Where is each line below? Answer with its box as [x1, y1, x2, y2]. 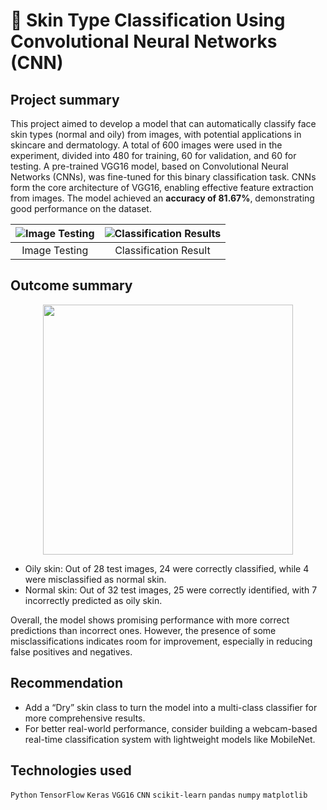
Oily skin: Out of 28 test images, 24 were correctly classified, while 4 [24, 562, 310, 574]
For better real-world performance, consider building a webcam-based [24, 722, 318, 734]
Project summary [10, 91, 120, 108]
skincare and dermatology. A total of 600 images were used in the [10, 139, 283, 151]
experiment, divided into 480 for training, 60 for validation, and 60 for [10, 150, 297, 161]
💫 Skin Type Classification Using [10, 9, 286, 32]
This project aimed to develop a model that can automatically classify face [10, 118, 317, 129]
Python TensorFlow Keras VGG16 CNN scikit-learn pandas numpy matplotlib [10, 790, 308, 801]
